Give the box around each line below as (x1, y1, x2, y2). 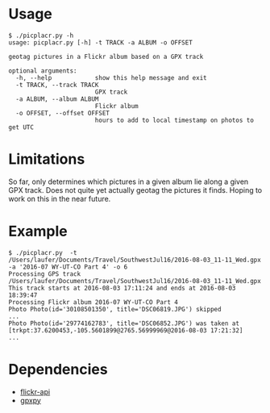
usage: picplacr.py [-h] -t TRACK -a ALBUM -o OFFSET (8, 38, 193, 47)
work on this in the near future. (8, 194, 111, 203)
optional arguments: (8, 66, 78, 75)
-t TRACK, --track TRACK (15, 81, 99, 89)
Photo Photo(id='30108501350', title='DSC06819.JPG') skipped (8, 305, 222, 313)
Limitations (8, 150, 85, 169)
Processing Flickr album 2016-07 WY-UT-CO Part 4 (8, 298, 179, 307)
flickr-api (19, 386, 51, 396)
